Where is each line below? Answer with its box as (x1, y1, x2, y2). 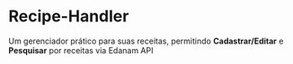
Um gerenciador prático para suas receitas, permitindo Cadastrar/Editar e (8, 36, 284, 46)
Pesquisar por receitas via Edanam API (8, 44, 154, 55)
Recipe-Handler (8, 6, 129, 27)
